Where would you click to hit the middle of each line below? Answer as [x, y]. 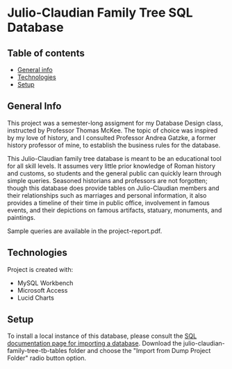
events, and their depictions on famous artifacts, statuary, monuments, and [115, 210]
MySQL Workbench [45, 283]
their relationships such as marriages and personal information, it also [107, 195]
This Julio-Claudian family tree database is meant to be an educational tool [115, 158]
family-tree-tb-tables [37, 351]
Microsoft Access [42, 290]
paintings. [22, 217]
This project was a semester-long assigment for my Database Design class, [115, 123]
